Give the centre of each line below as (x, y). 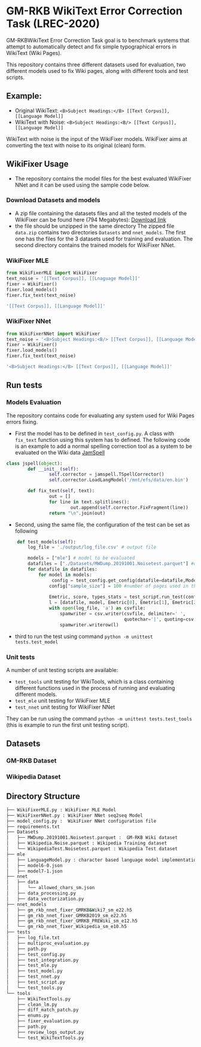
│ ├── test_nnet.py (33, 977)
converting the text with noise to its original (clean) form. (76, 145)
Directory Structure (43, 796)
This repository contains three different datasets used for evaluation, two (96, 65)
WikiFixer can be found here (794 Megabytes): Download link (90, 219)
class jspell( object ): (34, 463)
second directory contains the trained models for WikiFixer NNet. (95, 245)
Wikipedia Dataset (33, 777)
